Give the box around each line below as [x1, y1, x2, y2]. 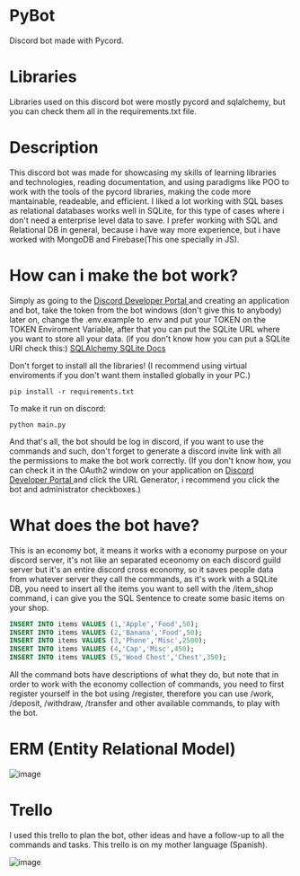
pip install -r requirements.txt [9, 387, 135, 396]
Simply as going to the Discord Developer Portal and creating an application [9, 295, 290, 305]
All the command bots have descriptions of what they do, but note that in [9, 669, 279, 680]
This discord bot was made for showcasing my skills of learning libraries [9, 167, 277, 178]
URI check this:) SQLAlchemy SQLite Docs [9, 342, 166, 353]
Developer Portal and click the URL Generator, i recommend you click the [9, 473, 280, 485]
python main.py [9, 420, 66, 429]
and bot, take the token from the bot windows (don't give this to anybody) [9, 305, 282, 315]
